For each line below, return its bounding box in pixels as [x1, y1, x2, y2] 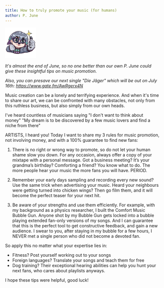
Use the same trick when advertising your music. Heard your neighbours [12, 182, 159, 188]
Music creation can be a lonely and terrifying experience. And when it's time [5, 92, 159, 98]
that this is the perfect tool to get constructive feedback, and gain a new [12, 223, 158, 229]
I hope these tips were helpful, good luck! [5, 277, 89, 283]
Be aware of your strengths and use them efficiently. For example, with [12, 202, 155, 208]
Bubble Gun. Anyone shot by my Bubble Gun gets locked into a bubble [12, 213, 154, 219]
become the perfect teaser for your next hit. [12, 193, 101, 199]
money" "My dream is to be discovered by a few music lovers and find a [5, 117, 151, 123]
